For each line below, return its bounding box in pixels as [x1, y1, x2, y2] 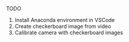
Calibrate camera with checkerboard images [14, 29, 123, 36]
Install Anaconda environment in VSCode [14, 17, 115, 23]
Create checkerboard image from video [14, 23, 111, 30]
